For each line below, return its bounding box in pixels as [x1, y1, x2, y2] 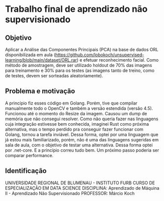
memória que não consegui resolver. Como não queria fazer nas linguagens [5, 116, 159, 122]
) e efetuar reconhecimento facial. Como [77, 57, 159, 63]
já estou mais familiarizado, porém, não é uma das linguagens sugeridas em [5, 136, 159, 142]
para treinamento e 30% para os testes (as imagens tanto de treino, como [5, 67, 155, 73]
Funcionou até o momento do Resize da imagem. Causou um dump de [5, 110, 147, 116]
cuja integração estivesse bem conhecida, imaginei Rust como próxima [5, 121, 149, 127]
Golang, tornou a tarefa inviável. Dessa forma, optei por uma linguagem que [5, 132, 159, 137]
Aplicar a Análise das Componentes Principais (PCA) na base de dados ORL [5, 47, 159, 52]
